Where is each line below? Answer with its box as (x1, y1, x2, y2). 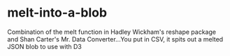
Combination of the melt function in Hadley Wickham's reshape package (7, 28, 217, 36)
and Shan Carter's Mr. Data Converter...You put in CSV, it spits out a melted (7, 35, 224, 43)
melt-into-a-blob (7, 5, 107, 21)
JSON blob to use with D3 (7, 42, 82, 50)
